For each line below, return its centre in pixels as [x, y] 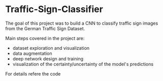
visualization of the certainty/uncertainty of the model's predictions [83, 64]
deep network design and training [48, 58]
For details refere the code [33, 73]
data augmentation [32, 53]
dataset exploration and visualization [51, 48]
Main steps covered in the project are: [45, 38]
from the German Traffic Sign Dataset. [45, 28]
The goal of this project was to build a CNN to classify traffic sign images [82, 23]
